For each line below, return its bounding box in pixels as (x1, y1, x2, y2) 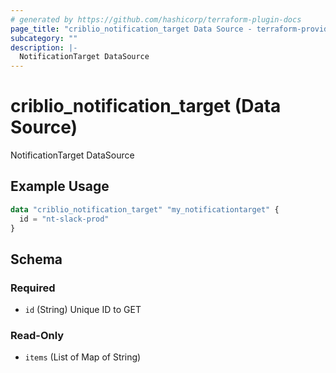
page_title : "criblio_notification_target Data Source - (10, 24, 253, 34)
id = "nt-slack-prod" (19, 214, 110, 224)
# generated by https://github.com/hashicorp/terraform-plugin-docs (10, 14, 302, 25)
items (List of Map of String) (24, 351, 142, 363)
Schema (10, 251, 63, 268)
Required (10, 281, 56, 295)
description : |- (10, 42, 78, 53)
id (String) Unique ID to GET (24, 304, 142, 316)
